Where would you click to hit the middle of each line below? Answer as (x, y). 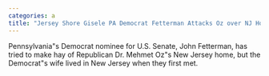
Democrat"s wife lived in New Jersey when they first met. (103, 63)
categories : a (32, 16)
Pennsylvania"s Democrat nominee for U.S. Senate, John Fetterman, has (128, 46)
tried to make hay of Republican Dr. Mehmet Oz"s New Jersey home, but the (134, 54)
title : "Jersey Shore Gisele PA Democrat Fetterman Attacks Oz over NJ (130, 23)
